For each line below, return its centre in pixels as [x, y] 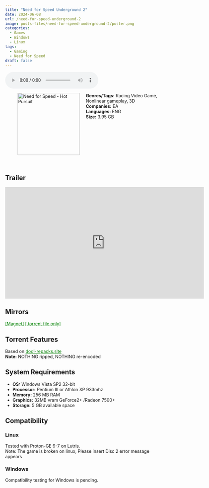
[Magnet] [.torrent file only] [33, 324]
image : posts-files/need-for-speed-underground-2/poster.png [70, 24]
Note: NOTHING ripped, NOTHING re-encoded [53, 357]
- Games [18, 33]
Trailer [15, 178]
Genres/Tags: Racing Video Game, [122, 96]
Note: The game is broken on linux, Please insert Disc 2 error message [77, 451]
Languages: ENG [104, 112]
